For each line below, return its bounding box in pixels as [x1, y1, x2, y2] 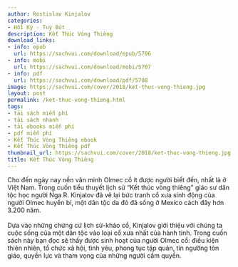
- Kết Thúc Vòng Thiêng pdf [7, 143, 91, 150]
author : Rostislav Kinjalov [7, 10, 91, 18]
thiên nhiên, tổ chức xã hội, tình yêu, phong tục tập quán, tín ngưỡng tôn [7, 244, 219, 252]
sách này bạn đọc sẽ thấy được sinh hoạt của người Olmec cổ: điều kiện [7, 236, 219, 244]
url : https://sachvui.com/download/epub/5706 [14, 51, 152, 58]
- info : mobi [7, 57, 46, 64]
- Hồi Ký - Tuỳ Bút [7, 23, 66, 31]
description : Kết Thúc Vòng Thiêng [7, 30, 113, 38]
